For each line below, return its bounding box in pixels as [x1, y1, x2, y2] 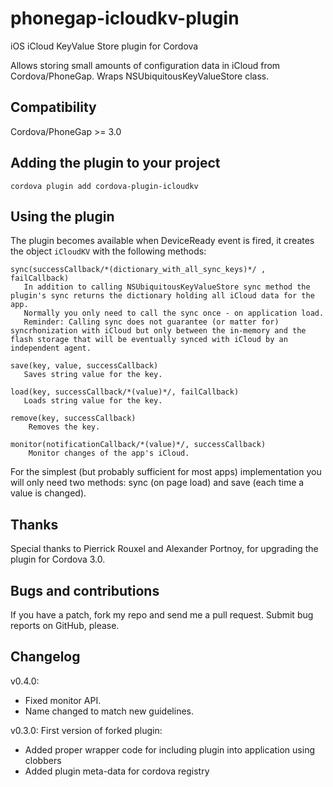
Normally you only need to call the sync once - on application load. [23, 308, 325, 319]
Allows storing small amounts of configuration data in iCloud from [10, 59, 281, 71]
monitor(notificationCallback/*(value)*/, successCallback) [10, 440, 267, 450]
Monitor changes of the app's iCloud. [28, 448, 190, 459]
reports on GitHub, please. [10, 620, 120, 631]
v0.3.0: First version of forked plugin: [10, 724, 163, 736]
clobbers [24, 754, 62, 766]
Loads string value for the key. [23, 396, 163, 406]
